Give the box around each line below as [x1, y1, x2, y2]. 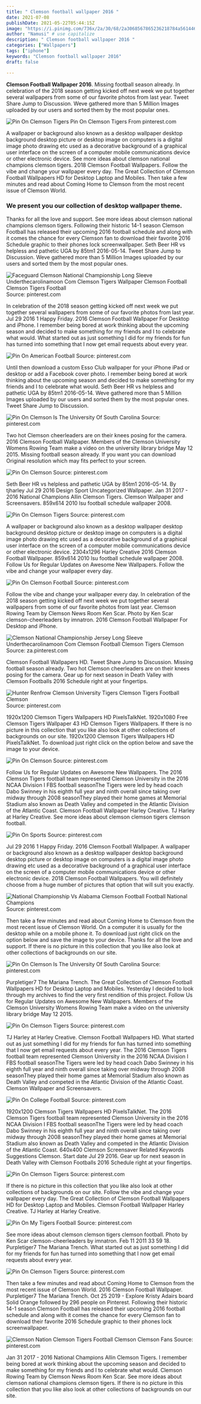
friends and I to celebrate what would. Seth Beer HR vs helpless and [6, 383, 174, 390]
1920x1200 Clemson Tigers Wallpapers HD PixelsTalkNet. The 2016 [6, 1108, 172, 1115]
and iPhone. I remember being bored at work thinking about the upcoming [6, 321, 188, 329]
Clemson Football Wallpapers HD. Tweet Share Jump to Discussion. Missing [6, 658, 193, 666]
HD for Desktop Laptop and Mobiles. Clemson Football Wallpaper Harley [6, 1201, 184, 1208]
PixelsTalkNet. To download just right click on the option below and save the [6, 739, 194, 746]
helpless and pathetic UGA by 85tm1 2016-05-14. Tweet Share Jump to [6, 247, 181, 254]
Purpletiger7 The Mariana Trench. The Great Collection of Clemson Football [6, 978, 193, 985]
